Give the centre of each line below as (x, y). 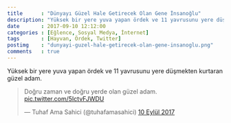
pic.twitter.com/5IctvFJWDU (64, 98)
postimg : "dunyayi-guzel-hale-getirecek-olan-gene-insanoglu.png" (110, 45)
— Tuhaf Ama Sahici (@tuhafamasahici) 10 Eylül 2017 (99, 112)
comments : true (33, 52)
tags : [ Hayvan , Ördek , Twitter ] (64, 39)
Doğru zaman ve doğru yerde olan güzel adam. (90, 91)
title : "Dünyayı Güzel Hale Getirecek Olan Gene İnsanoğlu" (104, 13)
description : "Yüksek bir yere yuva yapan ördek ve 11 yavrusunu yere (110, 20)
